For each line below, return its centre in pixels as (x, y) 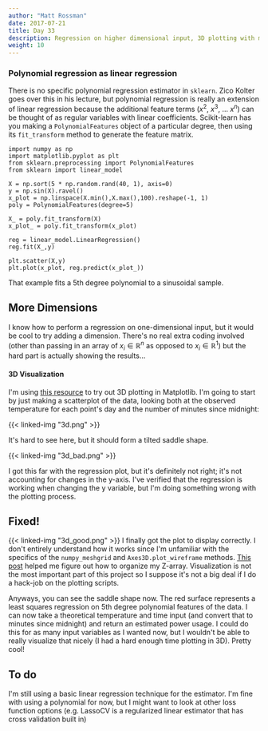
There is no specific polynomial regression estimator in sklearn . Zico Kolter (132, 91)
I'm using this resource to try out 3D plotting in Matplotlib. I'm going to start (132, 391)
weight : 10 (26, 46)
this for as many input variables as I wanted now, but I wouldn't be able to (129, 633)
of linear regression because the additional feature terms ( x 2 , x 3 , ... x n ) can (131, 109)
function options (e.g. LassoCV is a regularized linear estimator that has (126, 711)
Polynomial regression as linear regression (93, 73)
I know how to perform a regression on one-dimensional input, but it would (131, 327)
